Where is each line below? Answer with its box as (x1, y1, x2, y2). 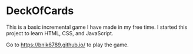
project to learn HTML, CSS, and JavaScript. (6, 29, 114, 36)
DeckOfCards (6, 4, 74, 18)
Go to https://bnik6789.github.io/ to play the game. (6, 41, 129, 48)
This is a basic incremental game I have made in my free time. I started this (6, 23, 188, 31)
